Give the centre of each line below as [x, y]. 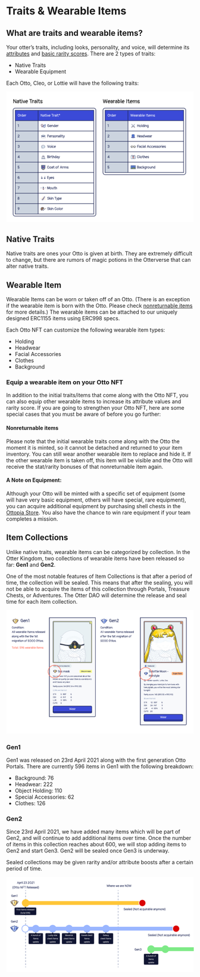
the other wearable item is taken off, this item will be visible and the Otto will [99, 460]
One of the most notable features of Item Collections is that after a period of [99, 576]
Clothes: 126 [30, 803]
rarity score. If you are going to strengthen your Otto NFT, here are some [95, 408]
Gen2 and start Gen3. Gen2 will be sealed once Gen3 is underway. [88, 851]
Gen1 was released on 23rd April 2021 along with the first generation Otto [96, 760]
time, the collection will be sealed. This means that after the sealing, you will [99, 582]
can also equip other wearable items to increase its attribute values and [94, 401]
